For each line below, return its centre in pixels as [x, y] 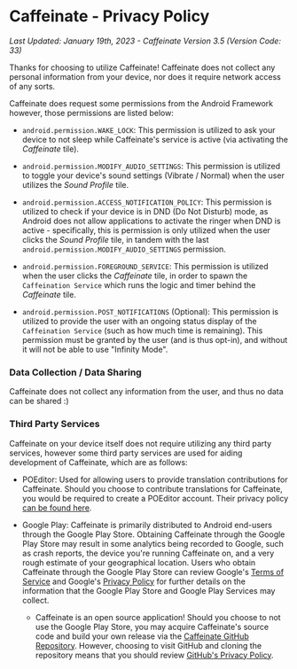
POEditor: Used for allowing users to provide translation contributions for [155, 479]
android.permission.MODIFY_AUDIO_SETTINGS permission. [124, 249]
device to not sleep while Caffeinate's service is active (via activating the [155, 139]
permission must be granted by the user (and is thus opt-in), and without [155, 339]
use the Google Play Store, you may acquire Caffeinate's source [152, 626]
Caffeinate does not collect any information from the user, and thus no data [146, 392]
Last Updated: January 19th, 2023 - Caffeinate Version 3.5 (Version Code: [145, 41]
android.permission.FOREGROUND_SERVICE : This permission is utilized [145, 266]
